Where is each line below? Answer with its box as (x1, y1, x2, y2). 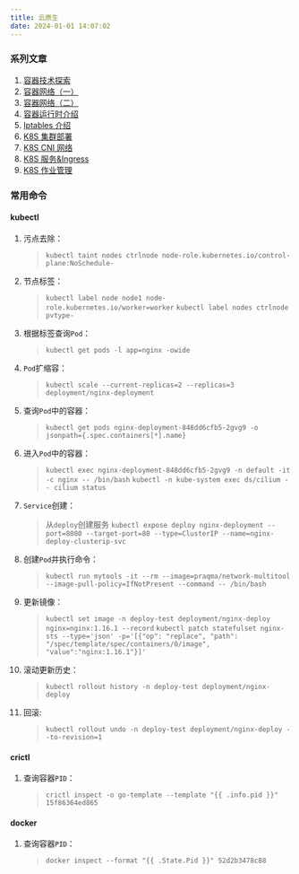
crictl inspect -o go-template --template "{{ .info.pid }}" (45, 791, 278, 800)
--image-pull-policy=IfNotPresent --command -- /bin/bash (45, 580, 267, 589)
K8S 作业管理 (22, 164, 73, 175)
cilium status (53, 483, 107, 492)
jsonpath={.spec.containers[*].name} (45, 431, 187, 440)
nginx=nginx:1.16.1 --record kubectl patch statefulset (45, 624, 257, 633)
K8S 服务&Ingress (22, 153, 90, 164)
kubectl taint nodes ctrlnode (45, 250, 159, 260)
